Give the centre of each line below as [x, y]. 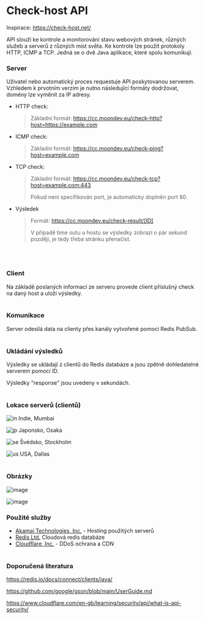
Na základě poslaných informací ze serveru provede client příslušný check [100, 287]
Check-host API [47, 11]
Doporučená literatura [40, 566]
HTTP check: [32, 106]
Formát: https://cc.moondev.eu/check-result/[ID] [92, 221]
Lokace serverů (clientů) [44, 406]
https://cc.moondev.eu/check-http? [118, 118]
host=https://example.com [64, 125]
